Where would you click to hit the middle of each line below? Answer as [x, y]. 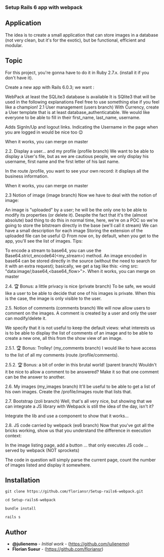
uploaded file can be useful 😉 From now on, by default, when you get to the [82, 236]
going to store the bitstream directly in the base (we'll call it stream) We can [81, 225]
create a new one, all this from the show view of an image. [64, 338]
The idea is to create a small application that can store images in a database [82, 35]
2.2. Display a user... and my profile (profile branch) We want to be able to [80, 151]
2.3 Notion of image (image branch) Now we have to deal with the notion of [81, 195]
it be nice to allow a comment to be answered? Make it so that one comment [82, 372]
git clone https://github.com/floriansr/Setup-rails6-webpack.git [74, 491]
